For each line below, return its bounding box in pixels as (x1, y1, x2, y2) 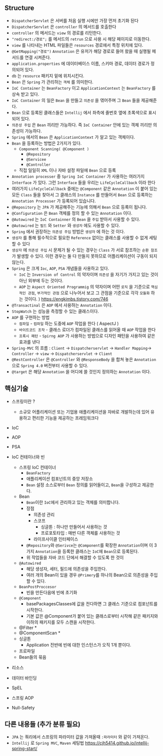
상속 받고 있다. (11, 91, 40, 97)
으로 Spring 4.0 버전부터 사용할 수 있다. (11, 363, 88, 368)
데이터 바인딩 (11, 675, 37, 681)
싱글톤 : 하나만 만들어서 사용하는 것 (41, 523, 107, 529)
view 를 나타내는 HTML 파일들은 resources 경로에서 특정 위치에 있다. (11, 42, 143, 48)
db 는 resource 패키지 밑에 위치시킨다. (11, 73, 84, 78)
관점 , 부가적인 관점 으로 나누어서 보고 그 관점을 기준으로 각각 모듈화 (28, 289, 150, 296)
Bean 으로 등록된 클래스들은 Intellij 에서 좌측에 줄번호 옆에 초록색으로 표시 (11, 109, 157, 115)
